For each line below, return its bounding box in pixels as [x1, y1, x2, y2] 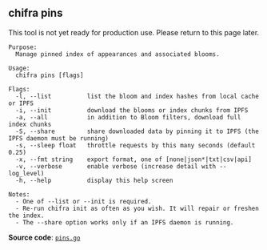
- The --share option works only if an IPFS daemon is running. [15, 218, 234, 227]
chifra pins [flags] [15, 71, 84, 79]
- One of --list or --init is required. [15, 197, 152, 205]
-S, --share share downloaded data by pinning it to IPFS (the [15, 127, 260, 135]
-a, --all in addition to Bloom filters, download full [15, 113, 241, 121]
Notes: [8, 190, 30, 199]
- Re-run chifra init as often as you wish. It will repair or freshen [15, 204, 260, 212]
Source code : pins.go [8, 232, 81, 242]
